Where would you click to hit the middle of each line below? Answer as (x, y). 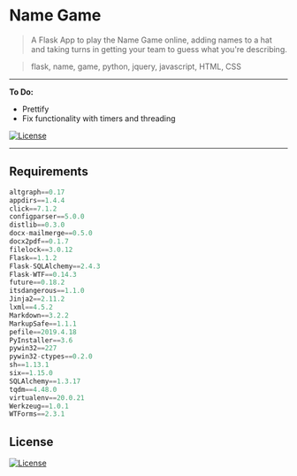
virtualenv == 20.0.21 (47, 398)
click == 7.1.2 (33, 209)
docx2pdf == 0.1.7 (39, 242)
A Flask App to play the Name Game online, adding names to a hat (151, 40)
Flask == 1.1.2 (33, 257)
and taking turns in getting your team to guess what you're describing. (159, 49)
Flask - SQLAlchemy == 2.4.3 (55, 266)
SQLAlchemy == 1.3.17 (45, 381)
